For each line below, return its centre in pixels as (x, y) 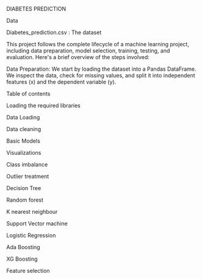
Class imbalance (27, 164)
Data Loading (23, 117)
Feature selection (28, 271)
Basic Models (23, 141)
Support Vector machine (37, 224)
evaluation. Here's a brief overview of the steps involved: (78, 57)
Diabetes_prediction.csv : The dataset (54, 32)
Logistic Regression (31, 235)
